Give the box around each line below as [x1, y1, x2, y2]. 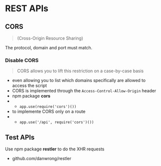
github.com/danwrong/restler [12, 156, 72, 162]
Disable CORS [5, 57, 39, 63]
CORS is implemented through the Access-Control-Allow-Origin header [12, 88, 156, 94]
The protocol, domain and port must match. [5, 45, 93, 50]
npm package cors [12, 93, 51, 99]
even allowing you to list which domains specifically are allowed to [12, 78, 146, 83]
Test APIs [5, 133, 35, 142]
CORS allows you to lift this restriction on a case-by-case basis [17, 68, 144, 74]
